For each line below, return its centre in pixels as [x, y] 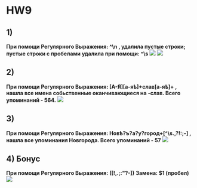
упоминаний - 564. [31, 100]
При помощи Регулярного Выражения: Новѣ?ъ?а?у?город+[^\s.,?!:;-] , [99, 133]
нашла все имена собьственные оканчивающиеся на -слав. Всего [93, 93]
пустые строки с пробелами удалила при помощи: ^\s [77, 54]
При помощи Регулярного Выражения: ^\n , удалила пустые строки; [96, 46]
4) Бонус [23, 159]
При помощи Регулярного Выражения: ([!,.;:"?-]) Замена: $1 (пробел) [98, 173]
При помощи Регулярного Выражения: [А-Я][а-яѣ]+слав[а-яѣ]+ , [92, 86]
